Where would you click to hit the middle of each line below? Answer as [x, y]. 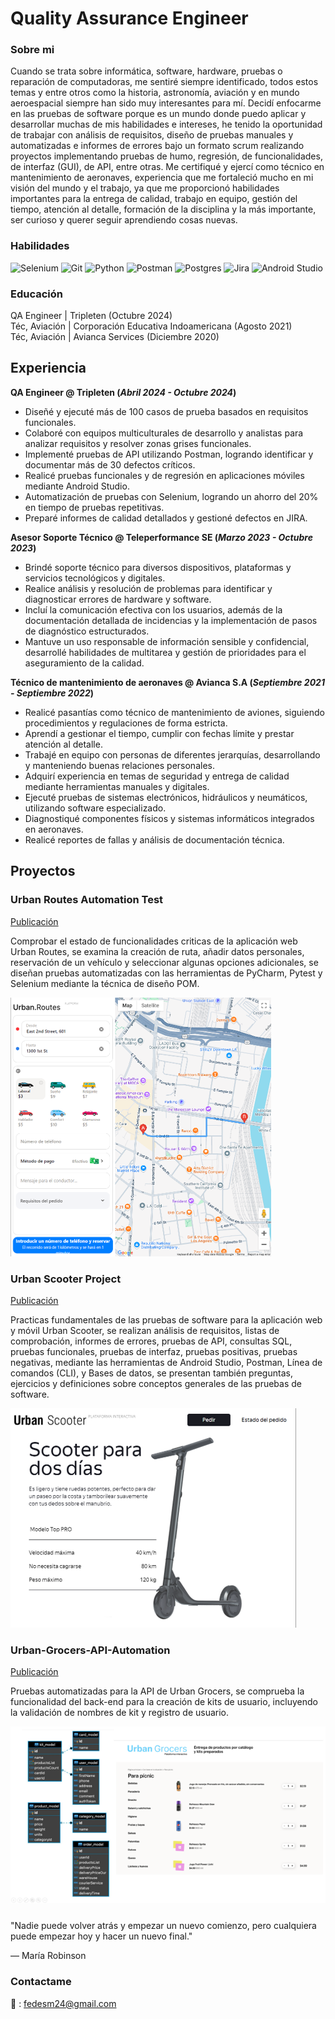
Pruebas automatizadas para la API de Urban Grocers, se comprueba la [157, 1691]
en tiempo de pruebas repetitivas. [94, 507]
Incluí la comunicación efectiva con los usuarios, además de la [153, 609]
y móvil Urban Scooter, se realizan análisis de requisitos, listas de [145, 1330]
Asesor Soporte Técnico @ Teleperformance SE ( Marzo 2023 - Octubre [161, 537]
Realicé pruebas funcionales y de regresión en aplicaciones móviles [164, 475]
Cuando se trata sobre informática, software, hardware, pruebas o [146, 71]
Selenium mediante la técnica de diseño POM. [105, 983]
